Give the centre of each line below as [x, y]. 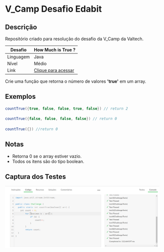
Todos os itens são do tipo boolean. [48, 161]
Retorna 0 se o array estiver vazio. [47, 156]
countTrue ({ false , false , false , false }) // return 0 [61, 119]
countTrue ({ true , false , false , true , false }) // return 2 [67, 109]
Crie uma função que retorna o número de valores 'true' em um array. [76, 81]
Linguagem [19, 57]
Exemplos [20, 97]
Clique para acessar [54, 70]
